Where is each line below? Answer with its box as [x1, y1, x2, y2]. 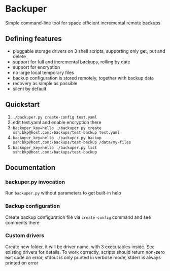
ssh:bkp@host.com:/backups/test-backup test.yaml [12, 130, 120, 135]
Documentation [5, 163, 56, 172]
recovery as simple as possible [12, 80, 78, 86]
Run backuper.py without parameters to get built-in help [5, 190, 122, 196]
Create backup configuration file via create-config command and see [5, 214, 151, 220]
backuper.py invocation [5, 178, 65, 185]
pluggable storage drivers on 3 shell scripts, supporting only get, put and [12, 48, 165, 54]
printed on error [5, 259, 39, 266]
